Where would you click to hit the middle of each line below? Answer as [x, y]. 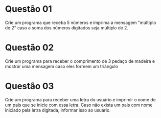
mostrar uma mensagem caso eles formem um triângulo [62, 66]
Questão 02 [29, 48]
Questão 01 [29, 9]
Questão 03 [29, 86]
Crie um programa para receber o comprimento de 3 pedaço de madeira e [80, 61]
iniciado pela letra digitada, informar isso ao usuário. [58, 110]
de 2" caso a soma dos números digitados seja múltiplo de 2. [67, 27]
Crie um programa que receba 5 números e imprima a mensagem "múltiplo [81, 23]
